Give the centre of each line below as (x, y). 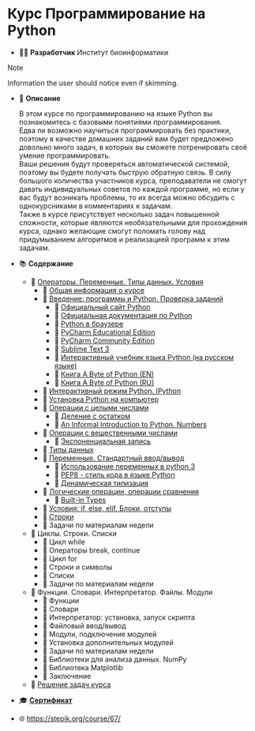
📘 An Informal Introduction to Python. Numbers (130, 424)
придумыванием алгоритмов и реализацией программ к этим (124, 239)
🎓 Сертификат (45, 700)
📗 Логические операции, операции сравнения (120, 491)
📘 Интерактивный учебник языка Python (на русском (144, 357)
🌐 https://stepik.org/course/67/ (70, 718)
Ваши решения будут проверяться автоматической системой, (124, 163)
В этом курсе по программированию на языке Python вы (115, 113)
